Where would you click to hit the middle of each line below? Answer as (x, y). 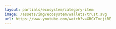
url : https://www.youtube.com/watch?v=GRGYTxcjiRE (58, 19)
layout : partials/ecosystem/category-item (49, 10)
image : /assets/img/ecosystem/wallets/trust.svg (56, 14)
